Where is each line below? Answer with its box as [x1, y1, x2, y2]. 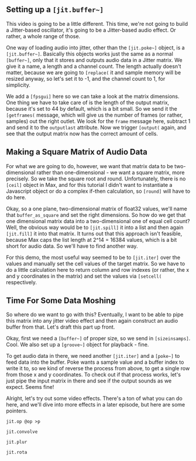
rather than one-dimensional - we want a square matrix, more [36, 169, 185, 176]
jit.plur [6, 439, 27, 445]
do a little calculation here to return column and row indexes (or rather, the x [6, 266, 190, 273]
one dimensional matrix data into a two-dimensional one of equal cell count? [6, 217, 190, 224]
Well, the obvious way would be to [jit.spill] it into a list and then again [6, 224, 184, 231]
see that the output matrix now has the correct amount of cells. [6, 130, 158, 137]
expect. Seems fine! [6, 384, 54, 391]
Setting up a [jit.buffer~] [6, 5, 104, 15]
